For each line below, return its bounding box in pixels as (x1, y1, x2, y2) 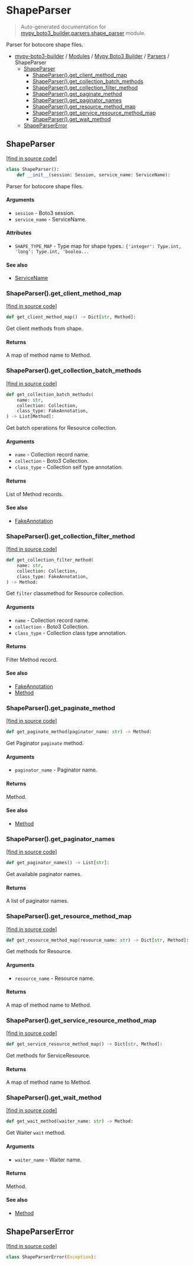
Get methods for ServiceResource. (6, 1052, 90, 1059)
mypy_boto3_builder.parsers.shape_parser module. (20, 29, 146, 36)
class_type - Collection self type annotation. (14, 464, 123, 471)
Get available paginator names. (6, 871, 82, 877)
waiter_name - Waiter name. (14, 1156, 82, 1163)
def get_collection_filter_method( (6, 557, 94, 563)
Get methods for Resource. (6, 948, 72, 955)
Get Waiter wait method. (6, 1129, 66, 1137)
